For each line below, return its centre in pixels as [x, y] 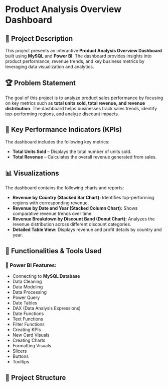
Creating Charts [29, 340]
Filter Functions [29, 324]
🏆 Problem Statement [41, 83]
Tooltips [21, 362]
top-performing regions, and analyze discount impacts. [62, 114]
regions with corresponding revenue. [51, 203]
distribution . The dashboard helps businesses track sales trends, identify [81, 108]
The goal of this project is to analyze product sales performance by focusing [84, 98]
